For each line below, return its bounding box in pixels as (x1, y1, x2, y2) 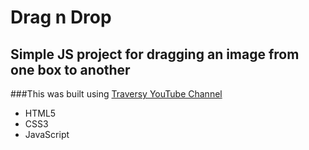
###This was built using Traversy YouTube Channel (10, 88, 223, 100)
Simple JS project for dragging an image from (10, 46, 300, 63)
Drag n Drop (10, 6, 112, 29)
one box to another (10, 61, 131, 78)
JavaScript (24, 129, 70, 140)
